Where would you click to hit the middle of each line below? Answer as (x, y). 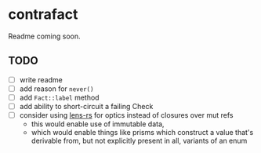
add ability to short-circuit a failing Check (86, 106)
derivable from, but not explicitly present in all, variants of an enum (139, 141)
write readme (41, 79)
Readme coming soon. (44, 36)
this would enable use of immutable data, (98, 124)
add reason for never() (56, 89)
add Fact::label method (59, 97)
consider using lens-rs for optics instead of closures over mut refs (126, 115)
